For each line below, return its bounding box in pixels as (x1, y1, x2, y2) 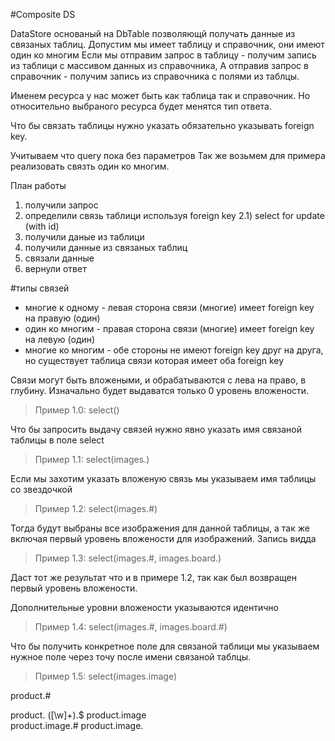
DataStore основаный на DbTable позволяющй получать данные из (10, 28, 296, 39)
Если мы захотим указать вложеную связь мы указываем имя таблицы (10, 473, 317, 484)
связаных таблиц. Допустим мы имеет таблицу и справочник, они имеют (10, 39, 325, 50)
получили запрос (24, 199, 99, 211)
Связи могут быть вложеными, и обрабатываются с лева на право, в (10, 374, 307, 386)
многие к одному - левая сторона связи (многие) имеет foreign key (24, 302, 315, 313)
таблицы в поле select (10, 434, 105, 446)
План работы (10, 180, 67, 191)
